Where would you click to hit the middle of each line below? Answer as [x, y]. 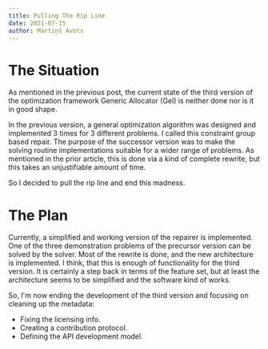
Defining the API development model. [81, 336]
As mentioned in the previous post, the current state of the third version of [131, 92]
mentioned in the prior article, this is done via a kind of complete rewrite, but [134, 159]
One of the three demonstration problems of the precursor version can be [130, 246]
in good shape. [33, 110]
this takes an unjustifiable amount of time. [77, 167]
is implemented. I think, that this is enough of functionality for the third [124, 263]
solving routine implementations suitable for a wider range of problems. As [131, 150]
